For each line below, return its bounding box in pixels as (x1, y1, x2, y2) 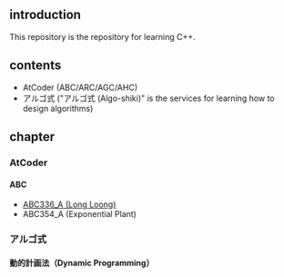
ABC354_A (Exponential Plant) (22, 209, 137, 220)
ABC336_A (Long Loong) (22, 199, 117, 210)
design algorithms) (22, 103, 94, 114)
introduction (9, 7, 82, 23)
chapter (9, 129, 56, 144)
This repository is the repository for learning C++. (9, 31, 196, 42)
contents (9, 58, 62, 74)
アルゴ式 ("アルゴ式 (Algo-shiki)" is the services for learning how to (22, 93, 275, 104)
